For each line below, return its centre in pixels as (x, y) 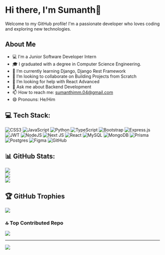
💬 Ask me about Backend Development (52, 87)
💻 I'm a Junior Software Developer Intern (54, 57)
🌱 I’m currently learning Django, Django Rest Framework (69, 71)
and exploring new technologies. (38, 29)
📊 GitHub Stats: (30, 156)
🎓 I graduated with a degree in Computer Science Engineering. (77, 64)
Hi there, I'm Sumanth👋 (53, 10)
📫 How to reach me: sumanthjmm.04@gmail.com (63, 92)
